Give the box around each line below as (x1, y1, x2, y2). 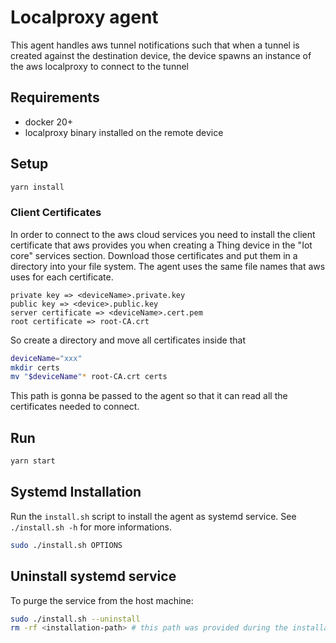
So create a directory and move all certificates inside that (10, 334, 246, 346)
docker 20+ (24, 116, 74, 128)
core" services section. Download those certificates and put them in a (10, 249, 298, 261)
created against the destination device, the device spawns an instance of (10, 49, 312, 61)
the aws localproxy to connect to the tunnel (10, 60, 189, 72)
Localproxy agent (10, 6, 159, 29)
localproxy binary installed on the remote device (24, 126, 224, 138)
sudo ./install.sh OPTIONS (10, 540, 123, 550)
